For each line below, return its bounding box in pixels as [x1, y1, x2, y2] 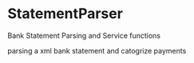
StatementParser [7, 5, 123, 23]
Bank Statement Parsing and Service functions [7, 31, 161, 40]
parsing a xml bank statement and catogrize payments [7, 46, 187, 55]
